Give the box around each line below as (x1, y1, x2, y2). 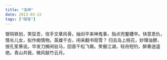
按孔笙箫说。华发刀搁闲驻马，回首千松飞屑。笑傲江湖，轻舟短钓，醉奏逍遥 (5, 43, 160, 49)
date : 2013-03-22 (5, 12, 42, 17)
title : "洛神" (5, 7, 34, 12)
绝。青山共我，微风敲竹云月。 (5, 49, 67, 55)
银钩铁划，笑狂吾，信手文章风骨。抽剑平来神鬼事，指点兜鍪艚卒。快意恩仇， (5, 31, 165, 37)
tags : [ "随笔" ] (5, 16, 36, 21)
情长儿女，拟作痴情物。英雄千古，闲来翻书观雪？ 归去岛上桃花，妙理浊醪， (5, 37, 162, 43)
